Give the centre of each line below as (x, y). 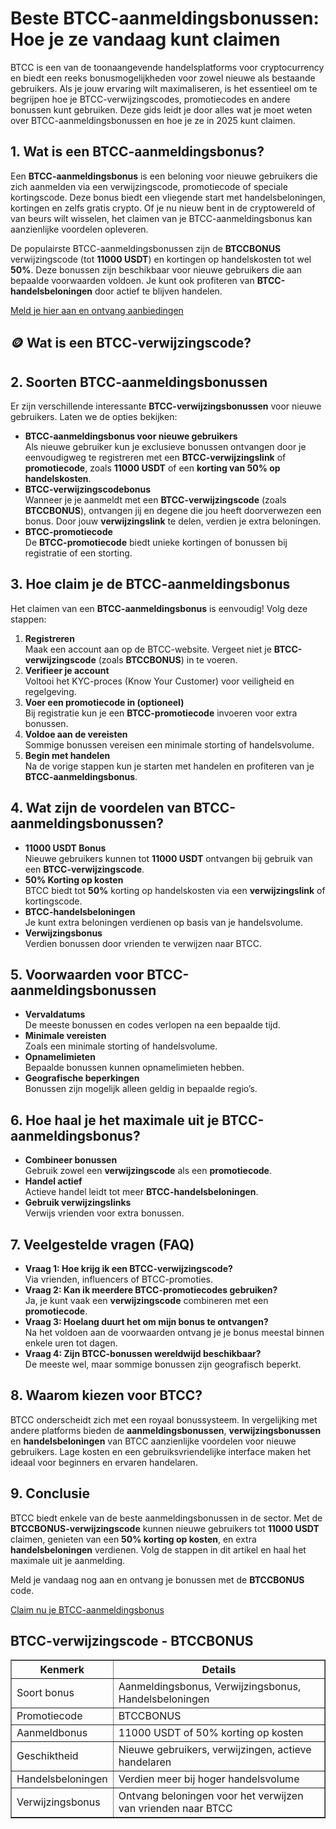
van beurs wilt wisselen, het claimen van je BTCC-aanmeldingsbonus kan (161, 218)
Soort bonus (45, 1693)
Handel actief (53, 1181)
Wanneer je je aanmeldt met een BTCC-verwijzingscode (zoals (155, 499)
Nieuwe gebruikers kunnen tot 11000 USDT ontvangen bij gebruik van (168, 858)
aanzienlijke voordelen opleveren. (79, 229)
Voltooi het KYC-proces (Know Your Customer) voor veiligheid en (159, 681)
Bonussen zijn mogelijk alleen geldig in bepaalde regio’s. (141, 1089)
